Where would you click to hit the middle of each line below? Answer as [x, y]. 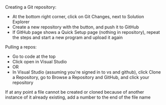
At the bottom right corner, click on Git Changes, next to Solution [78, 16]
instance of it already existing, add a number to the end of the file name [78, 97]
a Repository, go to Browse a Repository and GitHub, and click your [81, 77]
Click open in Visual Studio [40, 62]
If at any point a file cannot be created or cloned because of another [75, 92]
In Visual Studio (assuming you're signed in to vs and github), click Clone [86, 72]
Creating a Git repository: [31, 7]
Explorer [21, 22]
